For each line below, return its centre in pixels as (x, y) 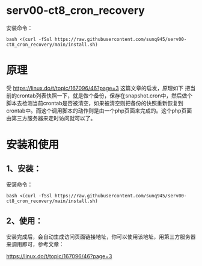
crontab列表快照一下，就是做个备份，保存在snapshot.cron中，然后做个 (105, 95)
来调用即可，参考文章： (35, 244)
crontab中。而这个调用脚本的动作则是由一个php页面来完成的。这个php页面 (99, 110)
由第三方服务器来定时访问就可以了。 (51, 118)
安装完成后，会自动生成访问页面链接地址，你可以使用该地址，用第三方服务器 (101, 237)
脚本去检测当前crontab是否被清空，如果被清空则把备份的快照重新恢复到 (95, 103)
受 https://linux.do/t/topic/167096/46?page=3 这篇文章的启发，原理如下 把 (98, 88)
